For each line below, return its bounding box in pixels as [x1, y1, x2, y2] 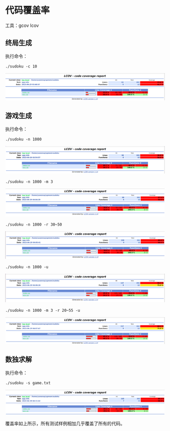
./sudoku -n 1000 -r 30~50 [5, 222, 62, 227]
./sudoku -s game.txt [5, 380, 51, 385]
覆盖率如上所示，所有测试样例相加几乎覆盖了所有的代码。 [5, 420, 125, 426]
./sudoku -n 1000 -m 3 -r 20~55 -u [5, 308, 80, 313]
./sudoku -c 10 [5, 64, 37, 69]
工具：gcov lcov [5, 22, 39, 28]
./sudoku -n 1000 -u [5, 265, 49, 270]
